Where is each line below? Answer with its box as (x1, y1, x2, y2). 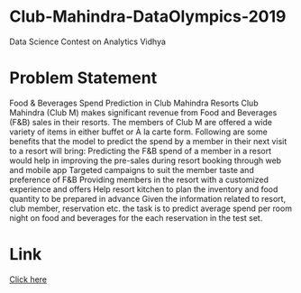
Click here (9, 273, 48, 285)
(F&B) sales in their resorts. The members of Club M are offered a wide (9, 116, 273, 127)
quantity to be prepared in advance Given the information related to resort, (9, 193, 287, 204)
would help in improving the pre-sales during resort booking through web (9, 155, 282, 166)
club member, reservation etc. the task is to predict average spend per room (9, 203, 293, 214)
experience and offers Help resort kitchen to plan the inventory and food (9, 183, 278, 195)
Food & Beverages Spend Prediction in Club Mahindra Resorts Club (9, 97, 259, 108)
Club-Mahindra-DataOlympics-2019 (9, 6, 287, 27)
